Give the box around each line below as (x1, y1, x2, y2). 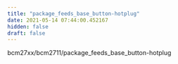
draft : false (7, 29, 46, 37)
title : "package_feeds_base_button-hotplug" (7, 10, 140, 17)
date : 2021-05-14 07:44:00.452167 (7, 17, 109, 24)
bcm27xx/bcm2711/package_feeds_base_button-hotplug (7, 49, 172, 57)
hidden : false (7, 23, 49, 30)
